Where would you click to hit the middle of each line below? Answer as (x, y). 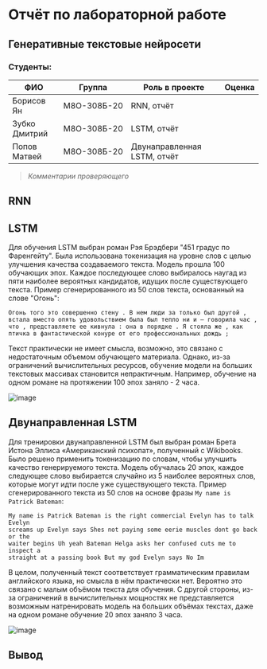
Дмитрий (30, 133)
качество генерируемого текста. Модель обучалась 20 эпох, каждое (126, 467)
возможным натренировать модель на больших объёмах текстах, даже (131, 606)
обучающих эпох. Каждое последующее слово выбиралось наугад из (128, 273)
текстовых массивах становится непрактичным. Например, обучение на (132, 374)
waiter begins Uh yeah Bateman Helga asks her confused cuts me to (122, 543)
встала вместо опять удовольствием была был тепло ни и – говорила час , (133, 320)
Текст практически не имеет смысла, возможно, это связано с (116, 349)
